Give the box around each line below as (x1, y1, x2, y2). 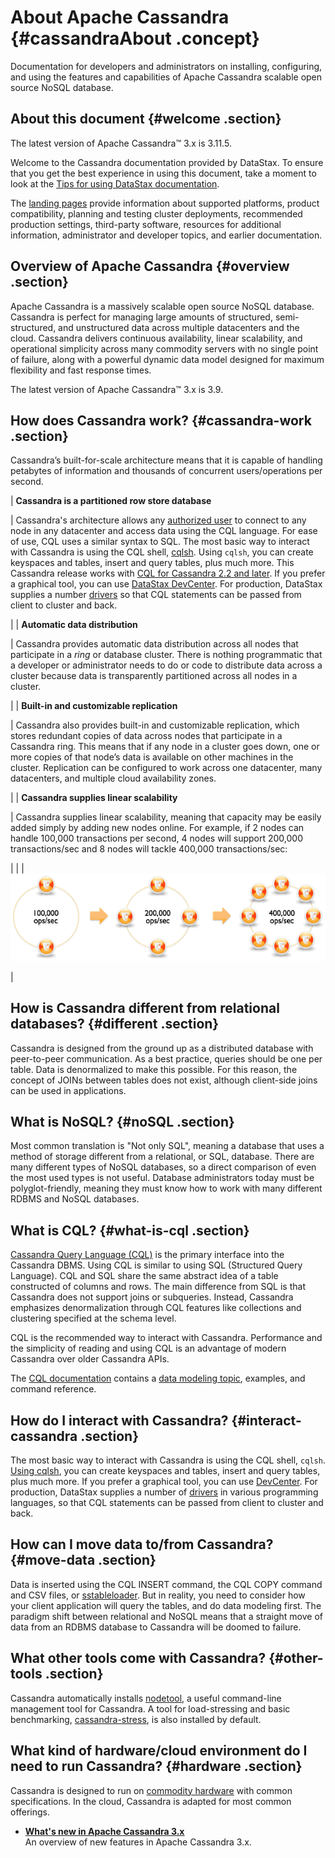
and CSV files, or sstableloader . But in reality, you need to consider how (10, 1589, 306, 1601)
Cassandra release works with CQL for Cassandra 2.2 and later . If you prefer (10, 567, 326, 580)
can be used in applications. (10, 1084, 127, 1096)
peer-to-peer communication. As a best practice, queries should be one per (10, 1052, 323, 1065)
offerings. (10, 1806, 51, 1818)
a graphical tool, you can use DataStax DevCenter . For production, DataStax (10, 578, 323, 590)
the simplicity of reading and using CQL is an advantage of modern (10, 1342, 287, 1355)
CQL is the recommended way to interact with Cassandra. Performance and (10, 1332, 323, 1344)
